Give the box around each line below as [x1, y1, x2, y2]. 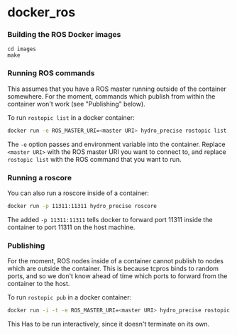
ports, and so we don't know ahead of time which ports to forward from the [7, 272, 228, 280]
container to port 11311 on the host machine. [7, 223, 136, 231]
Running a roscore [7, 172, 72, 182]
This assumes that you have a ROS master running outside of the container [7, 84, 227, 93]
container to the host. [7, 280, 70, 288]
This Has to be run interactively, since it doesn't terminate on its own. [7, 320, 210, 328]
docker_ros [7, 4, 76, 21]
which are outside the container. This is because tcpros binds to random [7, 264, 219, 273]
